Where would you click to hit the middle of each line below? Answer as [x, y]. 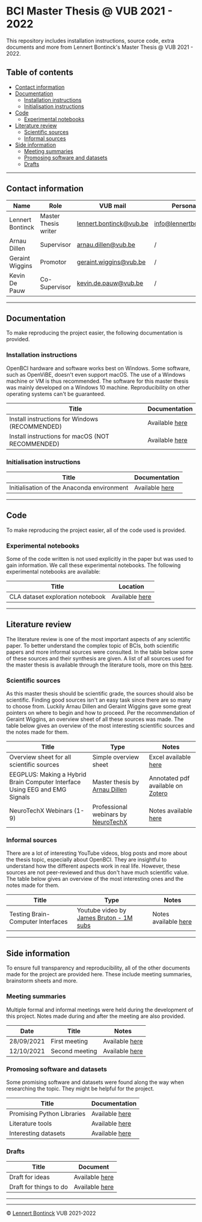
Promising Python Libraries [47, 1113]
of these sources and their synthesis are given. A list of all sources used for [100, 658]
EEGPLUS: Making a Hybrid [48, 775]
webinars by [110, 814]
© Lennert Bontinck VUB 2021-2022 [51, 1213]
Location [131, 587]
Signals [20, 797]
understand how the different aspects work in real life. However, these [93, 866]
